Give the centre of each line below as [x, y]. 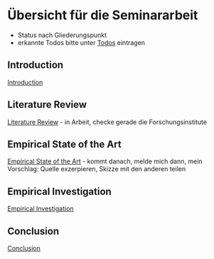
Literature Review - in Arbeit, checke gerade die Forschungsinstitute [107, 122]
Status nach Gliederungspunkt [62, 35]
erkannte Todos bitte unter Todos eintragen [81, 42]
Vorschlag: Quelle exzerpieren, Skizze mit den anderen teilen [97, 169]
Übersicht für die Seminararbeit [103, 15]
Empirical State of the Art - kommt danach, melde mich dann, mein [105, 161]
